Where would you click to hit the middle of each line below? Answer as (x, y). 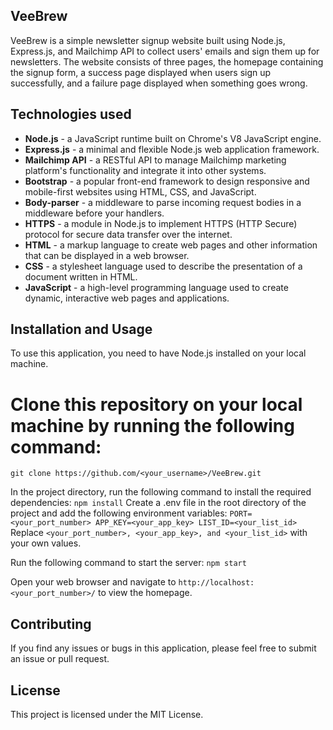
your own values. (46, 543)
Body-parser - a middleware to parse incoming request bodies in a (163, 202)
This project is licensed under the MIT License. (107, 714)
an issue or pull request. (60, 659)
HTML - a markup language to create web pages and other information (171, 245)
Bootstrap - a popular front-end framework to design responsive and (167, 181)
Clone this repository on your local (156, 404)
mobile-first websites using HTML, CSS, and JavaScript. (140, 191)
